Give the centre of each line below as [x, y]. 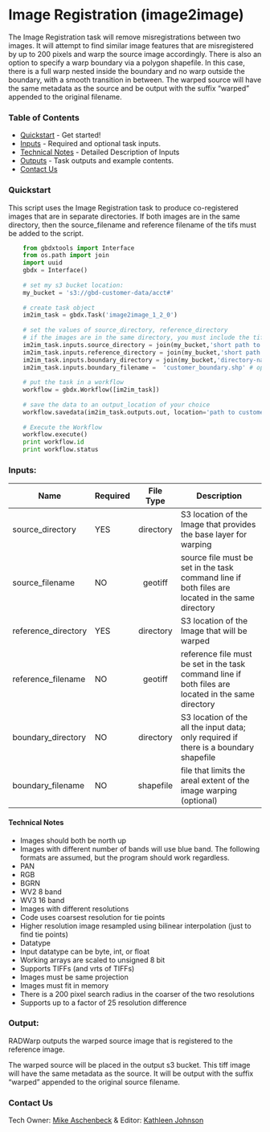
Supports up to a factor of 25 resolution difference [103, 1003]
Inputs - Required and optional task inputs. [90, 144]
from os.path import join [66, 255]
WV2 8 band [41, 891]
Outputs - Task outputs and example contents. [97, 161]
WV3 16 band [42, 900]
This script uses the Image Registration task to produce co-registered [123, 207]
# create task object [59, 308]
